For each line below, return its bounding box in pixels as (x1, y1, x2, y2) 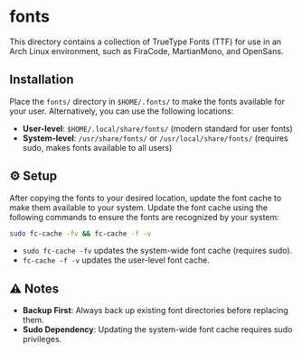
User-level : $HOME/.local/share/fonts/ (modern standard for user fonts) (22, 123, 294, 134)
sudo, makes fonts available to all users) (22, 142, 173, 153)
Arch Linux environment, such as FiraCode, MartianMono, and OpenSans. (9, 45, 284, 56)
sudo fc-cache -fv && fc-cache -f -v (9, 228, 152, 238)
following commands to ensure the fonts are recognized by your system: (9, 211, 280, 222)
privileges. (22, 334, 62, 345)
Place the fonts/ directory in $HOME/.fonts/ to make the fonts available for (9, 96, 286, 107)
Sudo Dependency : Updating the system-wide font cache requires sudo (22, 324, 293, 335)
